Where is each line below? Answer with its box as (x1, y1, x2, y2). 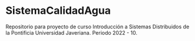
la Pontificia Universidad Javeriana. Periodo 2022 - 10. (5, 29, 138, 36)
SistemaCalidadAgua (5, 4, 111, 17)
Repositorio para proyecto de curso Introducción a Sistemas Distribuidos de (5, 23, 190, 30)
